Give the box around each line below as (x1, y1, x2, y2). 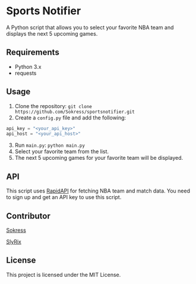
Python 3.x (14, 63, 42, 70)
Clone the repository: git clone (14, 102, 92, 109)
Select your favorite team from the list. (14, 148, 109, 155)
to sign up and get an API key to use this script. (6, 194, 122, 201)
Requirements (6, 48, 59, 58)
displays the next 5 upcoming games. (6, 30, 98, 37)
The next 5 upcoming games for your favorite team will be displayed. (14, 154, 184, 162)
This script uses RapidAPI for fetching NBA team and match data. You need (6, 187, 190, 194)
